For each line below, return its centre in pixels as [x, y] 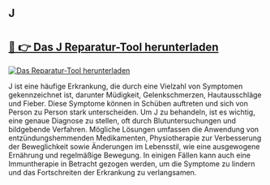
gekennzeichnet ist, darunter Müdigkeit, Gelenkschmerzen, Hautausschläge [135, 95]
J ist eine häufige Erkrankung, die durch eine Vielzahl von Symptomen [126, 86]
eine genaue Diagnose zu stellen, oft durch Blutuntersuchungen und [122, 120]
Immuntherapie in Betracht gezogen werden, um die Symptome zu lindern [132, 164]
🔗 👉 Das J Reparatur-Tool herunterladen [114, 47]
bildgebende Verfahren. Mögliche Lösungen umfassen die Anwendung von [134, 129]
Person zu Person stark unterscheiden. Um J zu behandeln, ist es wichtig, [132, 112]
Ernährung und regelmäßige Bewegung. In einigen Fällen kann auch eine [130, 155]
